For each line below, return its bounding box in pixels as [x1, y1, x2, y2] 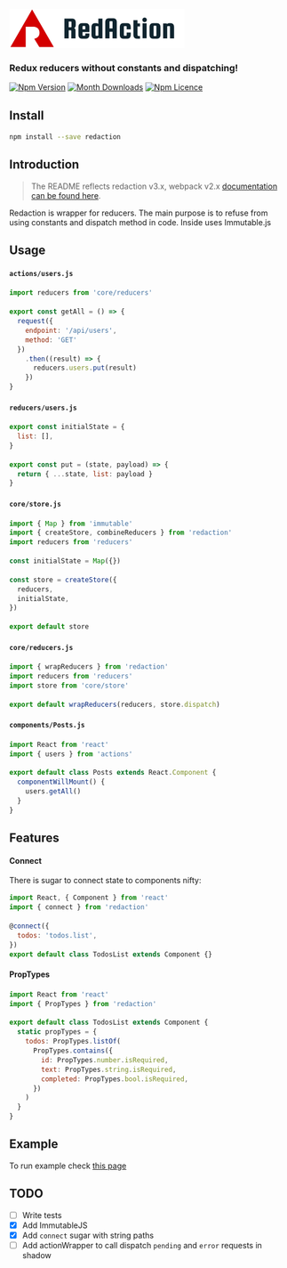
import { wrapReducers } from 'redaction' [9, 662, 169, 671]
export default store [9, 622, 90, 631]
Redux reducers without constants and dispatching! [9, 61, 238, 74]
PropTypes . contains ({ [32, 1046, 114, 1055]
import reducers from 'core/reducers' [9, 289, 153, 297]
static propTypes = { [17, 1028, 98, 1036]
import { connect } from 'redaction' [9, 903, 149, 912]
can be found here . [30, 190, 101, 200]
